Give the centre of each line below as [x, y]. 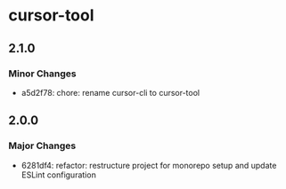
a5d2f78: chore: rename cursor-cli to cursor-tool [110, 92]
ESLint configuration [59, 175]
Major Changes [42, 146]
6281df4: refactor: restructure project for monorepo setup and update [149, 165]
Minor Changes [42, 74]
